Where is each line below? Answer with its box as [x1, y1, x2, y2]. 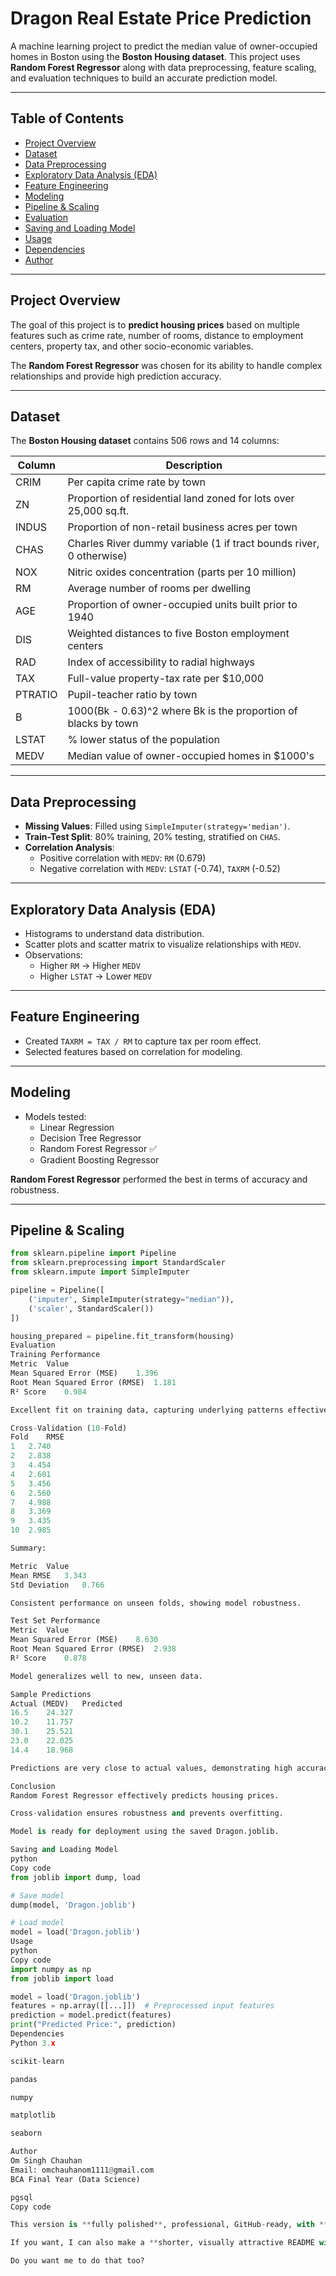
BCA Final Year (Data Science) [10, 2174, 141, 2184]
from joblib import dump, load [10, 1872, 141, 1882]
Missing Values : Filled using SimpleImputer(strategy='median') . [24, 820, 291, 832]
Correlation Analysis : [24, 842, 115, 854]
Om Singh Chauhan [10, 2156, 83, 2166]
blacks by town [67, 717, 139, 731]
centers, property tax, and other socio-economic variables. [10, 340, 254, 352]
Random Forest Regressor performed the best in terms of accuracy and [10, 1173, 308, 1185]
